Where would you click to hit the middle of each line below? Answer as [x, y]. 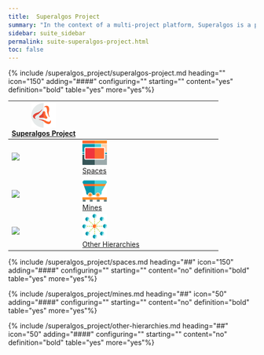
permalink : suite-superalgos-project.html [79, 42]
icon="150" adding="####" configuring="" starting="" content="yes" [121, 82]
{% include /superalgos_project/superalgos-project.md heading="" [117, 73]
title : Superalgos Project [54, 16]
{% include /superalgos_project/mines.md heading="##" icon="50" [118, 294]
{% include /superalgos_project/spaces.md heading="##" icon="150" [121, 262]
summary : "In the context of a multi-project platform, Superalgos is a [130, 25]
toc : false [26, 50]
